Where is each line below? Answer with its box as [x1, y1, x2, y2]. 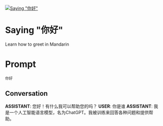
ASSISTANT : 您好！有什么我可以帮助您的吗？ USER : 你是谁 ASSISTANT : [5, 103, 153, 109]
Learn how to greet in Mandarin [5, 41, 69, 47]
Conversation [5, 89, 48, 98]
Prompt [5, 59, 36, 70]
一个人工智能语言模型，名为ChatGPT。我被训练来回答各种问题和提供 [9, 109, 149, 115]
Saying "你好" [5, 25, 63, 36]
